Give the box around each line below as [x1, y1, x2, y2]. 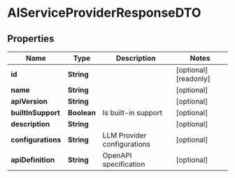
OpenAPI [102, 151, 132, 160]
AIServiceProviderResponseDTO [7, 5, 201, 21]
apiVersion [10, 96, 48, 106]
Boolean [67, 108, 97, 117]
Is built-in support [102, 108, 163, 117]
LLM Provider [102, 131, 147, 140]
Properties [7, 33, 55, 45]
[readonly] [176, 74, 211, 83]
